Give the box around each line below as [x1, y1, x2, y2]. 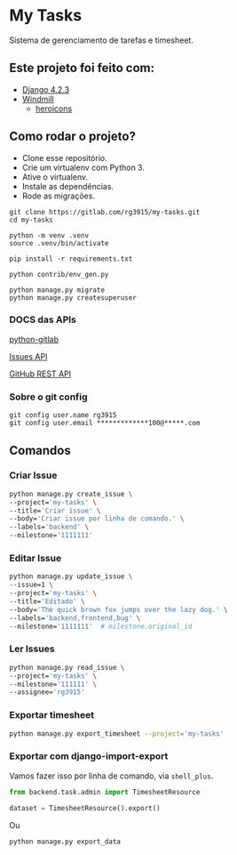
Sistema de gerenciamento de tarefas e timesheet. [9, 35, 194, 45]
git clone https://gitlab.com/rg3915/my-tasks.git [9, 207, 201, 216]
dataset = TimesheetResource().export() [9, 803, 162, 812]
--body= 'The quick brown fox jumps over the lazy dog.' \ [9, 605, 228, 614]
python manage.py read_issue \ [9, 663, 125, 672]
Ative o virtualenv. [21, 171, 89, 182]
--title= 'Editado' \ [9, 597, 86, 606]
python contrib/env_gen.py [9, 270, 109, 278]
